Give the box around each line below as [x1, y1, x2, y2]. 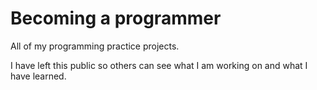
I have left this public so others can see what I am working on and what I [10, 59, 308, 71]
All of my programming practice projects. [10, 40, 180, 52]
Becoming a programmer [10, 7, 222, 30]
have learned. [10, 70, 67, 82]
